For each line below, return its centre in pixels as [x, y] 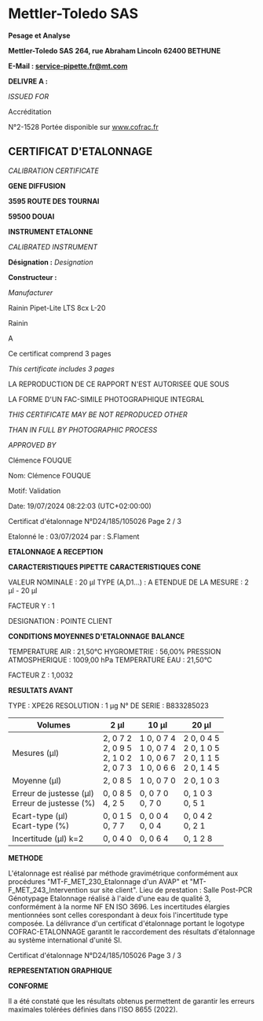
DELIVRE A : [28, 81]
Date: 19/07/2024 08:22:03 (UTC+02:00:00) [80, 506]
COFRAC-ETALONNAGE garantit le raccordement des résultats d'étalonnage [131, 931]
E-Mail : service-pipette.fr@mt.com [68, 66]
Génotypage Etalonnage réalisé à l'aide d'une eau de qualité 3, [110, 898]
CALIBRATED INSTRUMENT [53, 247]
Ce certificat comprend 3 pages [60, 353]
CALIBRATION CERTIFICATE [54, 171]
